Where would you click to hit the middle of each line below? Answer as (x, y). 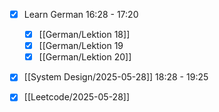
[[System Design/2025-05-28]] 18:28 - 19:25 (116, 77)
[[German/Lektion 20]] (85, 57)
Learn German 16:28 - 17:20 (81, 14)
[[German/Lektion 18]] (84, 35)
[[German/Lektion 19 (81, 46)
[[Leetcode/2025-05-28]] (77, 97)
